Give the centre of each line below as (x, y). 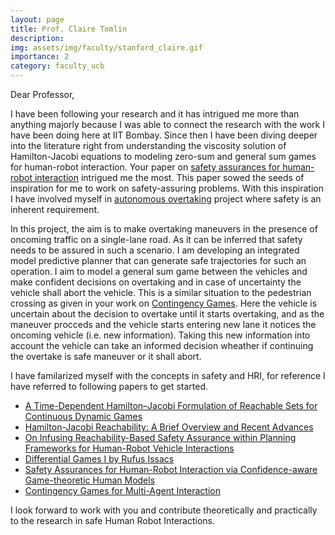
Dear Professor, (42, 94)
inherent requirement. (55, 209)
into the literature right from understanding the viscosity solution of (148, 145)
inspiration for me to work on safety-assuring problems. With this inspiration (167, 188)
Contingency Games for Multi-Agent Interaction (122, 490)
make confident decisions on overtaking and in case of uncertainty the (156, 282)
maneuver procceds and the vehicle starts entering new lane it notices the (163, 324)
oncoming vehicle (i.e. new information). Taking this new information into (160, 335)
